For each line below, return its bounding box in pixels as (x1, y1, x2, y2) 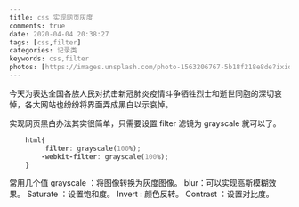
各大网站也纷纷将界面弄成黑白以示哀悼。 (24, 99, 174, 109)
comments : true (9, 21, 66, 30)
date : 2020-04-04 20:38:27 (9, 29, 109, 38)
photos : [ (9, 63, 46, 72)
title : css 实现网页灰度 (9, 12, 93, 22)
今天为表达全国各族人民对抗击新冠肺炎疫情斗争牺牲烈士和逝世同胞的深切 (9, 88, 274, 99)
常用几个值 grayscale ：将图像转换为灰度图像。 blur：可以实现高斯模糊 (9, 178, 269, 188)
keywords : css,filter (9, 54, 90, 63)
